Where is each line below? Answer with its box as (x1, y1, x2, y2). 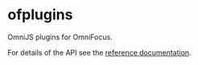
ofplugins (7, 6, 73, 24)
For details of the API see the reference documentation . (7, 47, 192, 57)
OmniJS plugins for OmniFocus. (7, 32, 113, 42)
